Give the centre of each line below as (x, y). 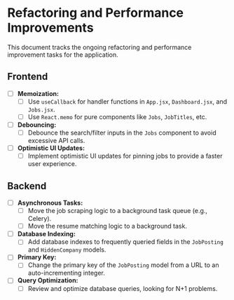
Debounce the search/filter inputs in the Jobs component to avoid (122, 132)
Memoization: (38, 93)
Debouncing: (37, 125)
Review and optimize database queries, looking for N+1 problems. (123, 288)
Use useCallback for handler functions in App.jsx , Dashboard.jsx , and (128, 101)
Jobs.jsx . (41, 109)
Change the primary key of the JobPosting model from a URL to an (123, 265)
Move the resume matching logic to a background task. (108, 226)
